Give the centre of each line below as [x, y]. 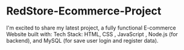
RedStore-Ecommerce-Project [84, 11]
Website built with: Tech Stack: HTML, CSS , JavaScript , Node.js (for [92, 34]
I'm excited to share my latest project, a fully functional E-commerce [91, 28]
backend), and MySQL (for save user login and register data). [82, 40]
